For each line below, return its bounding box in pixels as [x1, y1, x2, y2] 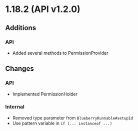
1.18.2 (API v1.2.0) [5, 4, 81, 15]
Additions [5, 24, 36, 32]
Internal [5, 103, 25, 110]
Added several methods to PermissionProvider [12, 50, 108, 56]
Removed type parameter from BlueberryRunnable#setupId [12, 114, 133, 121]
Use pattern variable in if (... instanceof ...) [12, 120, 112, 126]
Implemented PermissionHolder [12, 91, 77, 97]
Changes [5, 64, 34, 73]
